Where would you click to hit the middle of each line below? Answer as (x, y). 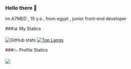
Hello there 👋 (21, 8)
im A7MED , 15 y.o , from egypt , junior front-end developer (66, 19)
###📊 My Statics (23, 29)
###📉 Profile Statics (26, 50)
